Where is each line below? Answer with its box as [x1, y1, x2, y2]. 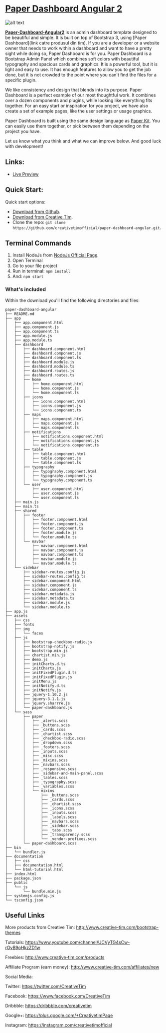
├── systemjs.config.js [5, 893, 55, 898]
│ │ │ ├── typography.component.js [5, 473, 93, 478]
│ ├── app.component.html [5, 320, 64, 325]
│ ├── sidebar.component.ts [5, 587, 77, 592]
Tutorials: [5, 939, 24, 945]
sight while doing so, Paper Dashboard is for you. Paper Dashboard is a [5, 50, 152, 56]
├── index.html [5, 871, 37, 876]
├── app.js [5, 608, 28, 614]
